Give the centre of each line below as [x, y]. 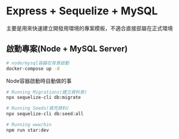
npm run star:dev [28, 130]
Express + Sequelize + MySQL [82, 11]
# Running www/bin [29, 125]
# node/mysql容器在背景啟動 [38, 63]
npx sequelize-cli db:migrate [44, 98]
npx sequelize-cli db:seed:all [45, 114]
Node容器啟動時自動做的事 [39, 81]
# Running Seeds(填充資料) [38, 109]
